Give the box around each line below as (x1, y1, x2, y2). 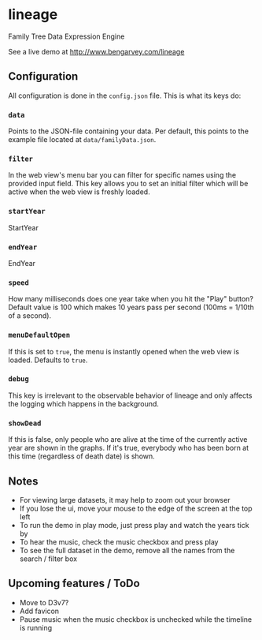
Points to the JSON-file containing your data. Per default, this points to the (8, 126, 249, 136)
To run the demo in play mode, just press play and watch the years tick (19, 520, 249, 530)
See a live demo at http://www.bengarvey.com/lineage (8, 47, 185, 56)
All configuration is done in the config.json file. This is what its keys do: (8, 91, 242, 100)
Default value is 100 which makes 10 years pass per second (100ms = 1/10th (8, 302, 254, 313)
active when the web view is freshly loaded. (8, 187, 151, 196)
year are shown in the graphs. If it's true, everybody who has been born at (8, 444, 249, 453)
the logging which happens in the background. (8, 399, 160, 408)
